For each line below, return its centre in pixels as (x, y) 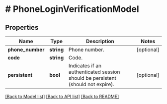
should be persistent (92, 78)
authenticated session (94, 72)
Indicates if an (85, 66)
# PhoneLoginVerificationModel (72, 9)
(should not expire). (91, 84)
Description (100, 41)
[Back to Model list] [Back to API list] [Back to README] (62, 97)
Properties (22, 27)
